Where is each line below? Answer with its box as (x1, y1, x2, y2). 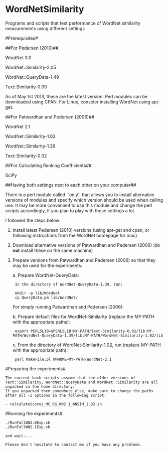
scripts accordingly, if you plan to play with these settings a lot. (5, 207, 135, 214)
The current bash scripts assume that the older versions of (5, 375, 136, 380)
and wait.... (5, 433, 33, 438)
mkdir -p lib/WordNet (15, 290, 60, 295)
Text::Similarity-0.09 (5, 84, 47, 90)
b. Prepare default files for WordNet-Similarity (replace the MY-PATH (12, 314, 154, 320)
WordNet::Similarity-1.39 (5, 143, 56, 149)
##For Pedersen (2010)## (5, 45, 59, 51)
